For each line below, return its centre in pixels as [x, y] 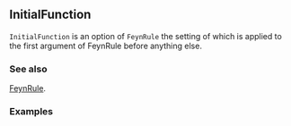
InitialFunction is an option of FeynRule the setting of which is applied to [146, 36]
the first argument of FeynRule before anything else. [106, 46]
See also [28, 69]
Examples [31, 112]
